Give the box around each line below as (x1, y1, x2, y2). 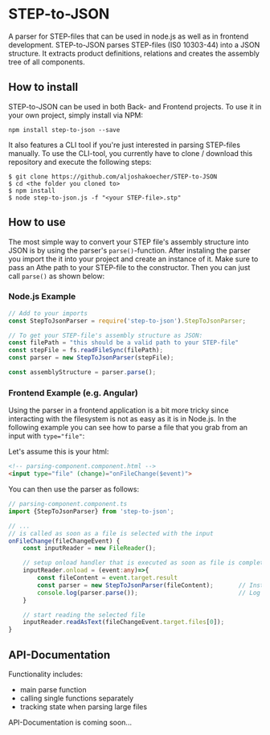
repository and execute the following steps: (8, 157, 152, 166)
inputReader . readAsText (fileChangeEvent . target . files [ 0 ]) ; (22, 618, 225, 626)
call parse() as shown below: (8, 271, 105, 281)
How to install (8, 80, 79, 94)
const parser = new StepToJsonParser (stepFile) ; (8, 354, 174, 362)
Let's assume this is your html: (8, 447, 109, 457)
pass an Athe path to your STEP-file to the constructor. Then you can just (8, 262, 251, 272)
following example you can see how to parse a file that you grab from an (8, 423, 247, 433)
